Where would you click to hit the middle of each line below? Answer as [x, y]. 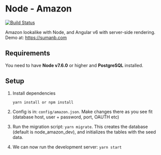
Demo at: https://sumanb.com [36, 37]
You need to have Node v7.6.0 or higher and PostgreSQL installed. [74, 65]
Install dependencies [34, 93]
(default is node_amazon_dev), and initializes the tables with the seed [84, 132]
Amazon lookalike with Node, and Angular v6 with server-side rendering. [80, 32]
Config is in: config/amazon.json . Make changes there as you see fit [83, 111]
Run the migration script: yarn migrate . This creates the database [80, 126]
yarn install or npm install [43, 102]
